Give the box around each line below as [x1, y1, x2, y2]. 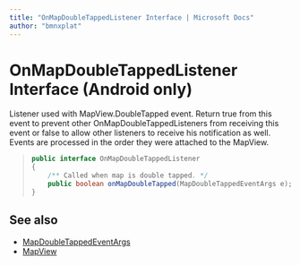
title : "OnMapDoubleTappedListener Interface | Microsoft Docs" [9, 13, 254, 22]
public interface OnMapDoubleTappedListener [30, 154, 201, 164]
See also [9, 212, 58, 228]
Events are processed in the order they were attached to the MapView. [9, 137, 270, 148]
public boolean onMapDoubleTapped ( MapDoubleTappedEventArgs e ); [47, 180, 293, 189]
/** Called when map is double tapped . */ [47, 171, 209, 180]
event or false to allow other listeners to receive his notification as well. [9, 127, 271, 139]
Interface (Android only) [9, 79, 193, 99]
